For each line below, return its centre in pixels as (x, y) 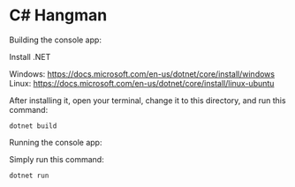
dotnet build (33, 126)
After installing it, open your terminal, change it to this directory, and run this (147, 100)
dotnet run (29, 176)
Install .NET (30, 56)
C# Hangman (58, 15)
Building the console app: (55, 40)
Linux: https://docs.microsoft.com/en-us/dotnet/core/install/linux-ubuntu (142, 83)
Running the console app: (56, 142)
